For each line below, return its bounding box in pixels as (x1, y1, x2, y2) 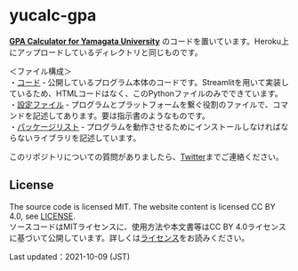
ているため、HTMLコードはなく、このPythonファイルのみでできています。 (9, 88, 283, 99)
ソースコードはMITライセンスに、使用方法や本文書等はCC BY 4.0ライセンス (9, 221, 286, 232)
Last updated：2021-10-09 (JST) (9, 251, 131, 262)
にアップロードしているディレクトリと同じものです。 (9, 46, 203, 58)
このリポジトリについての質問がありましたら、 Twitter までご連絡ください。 (9, 151, 285, 162)
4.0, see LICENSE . (9, 211, 76, 221)
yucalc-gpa (9, 5, 97, 26)
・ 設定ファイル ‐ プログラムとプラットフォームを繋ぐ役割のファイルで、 (9, 99, 273, 109)
